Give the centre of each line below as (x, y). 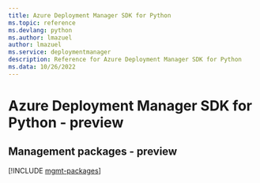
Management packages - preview (93, 152)
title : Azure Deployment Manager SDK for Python (90, 15)
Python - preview (66, 122)
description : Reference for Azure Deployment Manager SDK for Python (125, 60)
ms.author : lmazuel (40, 37)
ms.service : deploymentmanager (60, 52)
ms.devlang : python (40, 30)
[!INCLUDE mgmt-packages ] (55, 170)
